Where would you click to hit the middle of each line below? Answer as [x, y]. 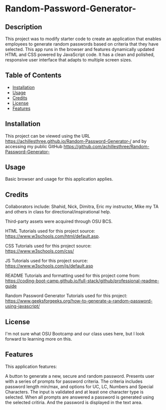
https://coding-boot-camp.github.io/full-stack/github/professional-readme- [82, 281]
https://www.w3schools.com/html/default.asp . [53, 236]
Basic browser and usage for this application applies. [59, 179]
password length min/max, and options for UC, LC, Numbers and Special [79, 386]
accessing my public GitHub [34, 146]
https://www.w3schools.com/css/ [40, 251]
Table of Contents [33, 76]
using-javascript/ [23, 306]
